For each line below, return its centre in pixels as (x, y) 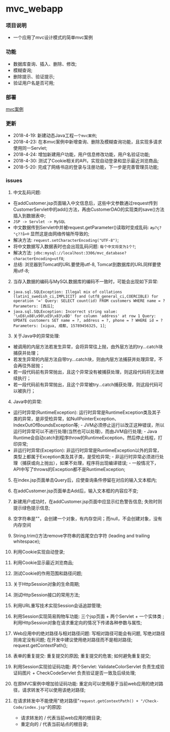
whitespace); (27, 541)
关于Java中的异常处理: (36, 336)
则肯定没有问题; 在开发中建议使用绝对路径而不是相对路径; (73, 639)
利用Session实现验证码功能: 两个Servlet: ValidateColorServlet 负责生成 (87, 666)
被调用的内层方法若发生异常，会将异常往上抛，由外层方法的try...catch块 (88, 347)
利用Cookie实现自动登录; (39, 551)
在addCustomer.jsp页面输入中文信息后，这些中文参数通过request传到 (85, 203)
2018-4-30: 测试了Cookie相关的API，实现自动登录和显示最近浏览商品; (86, 161)
